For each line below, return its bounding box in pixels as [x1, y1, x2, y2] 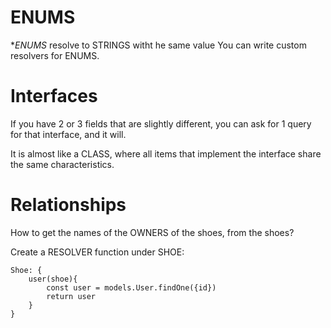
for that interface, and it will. [10, 128, 127, 140]
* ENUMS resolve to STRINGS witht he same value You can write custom [10, 39, 307, 51]
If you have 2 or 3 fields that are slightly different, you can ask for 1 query [10, 117, 312, 130]
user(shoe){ [28, 274, 78, 284]
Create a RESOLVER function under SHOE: [10, 246, 185, 258]
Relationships [10, 194, 127, 216]
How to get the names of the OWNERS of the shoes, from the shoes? [10, 226, 295, 238]
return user [46, 291, 97, 301]
